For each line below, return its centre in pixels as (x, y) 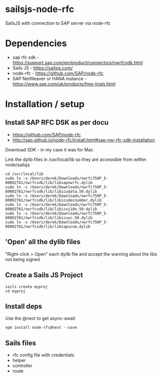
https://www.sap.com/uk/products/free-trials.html (64, 84)
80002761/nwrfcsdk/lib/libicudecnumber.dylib (53, 200)
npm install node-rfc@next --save (41, 328)
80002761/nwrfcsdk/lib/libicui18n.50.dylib (51, 209)
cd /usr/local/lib (24, 174)
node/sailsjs (17, 164)
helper (19, 360)
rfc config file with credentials (43, 355)
